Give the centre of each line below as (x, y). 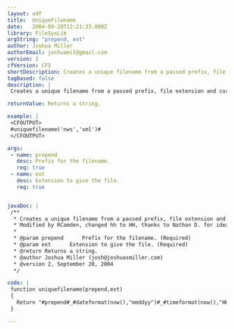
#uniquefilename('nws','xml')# (55, 129)
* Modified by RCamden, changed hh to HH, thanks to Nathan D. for (114, 225)
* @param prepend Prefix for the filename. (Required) (102, 238)
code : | (18, 283)
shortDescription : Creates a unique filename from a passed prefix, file (117, 72)
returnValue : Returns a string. (54, 104)
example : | (23, 117)
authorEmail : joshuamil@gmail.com (57, 53)
